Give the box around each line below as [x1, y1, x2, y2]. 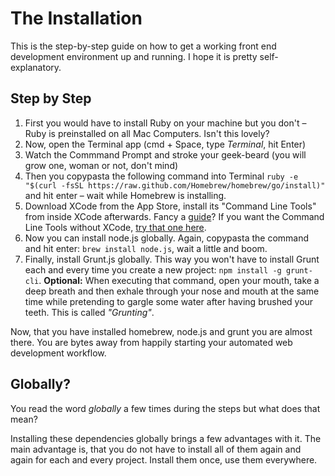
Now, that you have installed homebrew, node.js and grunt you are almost [10, 325, 313, 337]
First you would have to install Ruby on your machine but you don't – [24, 117, 307, 129]
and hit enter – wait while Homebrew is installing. [24, 189, 227, 201]
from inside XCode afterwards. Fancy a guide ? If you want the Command [24, 210, 325, 222]
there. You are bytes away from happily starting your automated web [10, 336, 293, 348]
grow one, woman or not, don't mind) [24, 159, 179, 171]
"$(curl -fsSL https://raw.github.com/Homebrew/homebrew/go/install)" [24, 180, 326, 191]
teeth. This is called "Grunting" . [24, 306, 155, 318]
